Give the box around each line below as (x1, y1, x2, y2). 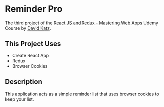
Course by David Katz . (5, 25, 51, 31)
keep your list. (5, 96, 34, 102)
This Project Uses (5, 40, 61, 48)
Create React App (12, 53, 49, 58)
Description (5, 78, 42, 86)
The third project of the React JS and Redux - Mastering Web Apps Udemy (5, 20, 158, 26)
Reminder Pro (5, 3, 63, 15)
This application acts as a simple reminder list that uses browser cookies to (5, 91, 159, 97)
